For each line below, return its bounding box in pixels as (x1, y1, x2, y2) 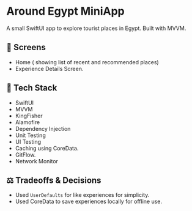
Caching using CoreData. (15, 144, 79, 152)
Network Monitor (15, 157, 58, 165)
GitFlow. (15, 151, 36, 158)
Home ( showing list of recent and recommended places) (15, 58, 159, 65)
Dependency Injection (15, 125, 71, 132)
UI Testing (15, 138, 42, 145)
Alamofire (15, 118, 40, 126)
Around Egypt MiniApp (6, 4, 125, 18)
